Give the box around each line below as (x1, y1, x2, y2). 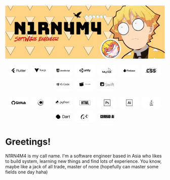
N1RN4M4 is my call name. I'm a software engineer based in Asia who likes (5, 153, 162, 159)
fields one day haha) (5, 169, 48, 175)
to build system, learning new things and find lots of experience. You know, (5, 158, 162, 164)
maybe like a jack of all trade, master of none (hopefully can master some (5, 163, 159, 169)
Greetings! (5, 136, 51, 148)
